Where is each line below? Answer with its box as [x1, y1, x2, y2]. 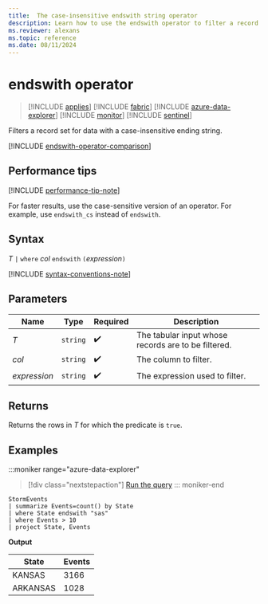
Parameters [8, 292, 68, 306]
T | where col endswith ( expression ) [8, 253, 126, 263]
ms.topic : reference [8, 33, 77, 42]
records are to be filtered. [136, 339, 232, 351]
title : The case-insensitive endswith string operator [8, 11, 198, 20]
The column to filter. [136, 354, 213, 365]
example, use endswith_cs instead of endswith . [8, 209, 161, 219]
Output [8, 537, 33, 547]
